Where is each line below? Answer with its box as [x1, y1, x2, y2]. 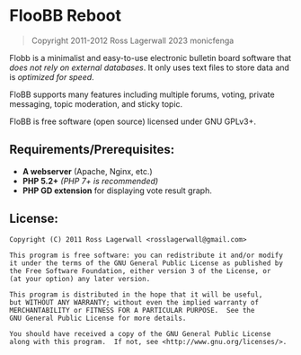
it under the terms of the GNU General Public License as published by [9, 258, 283, 268]
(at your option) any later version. [9, 274, 151, 283]
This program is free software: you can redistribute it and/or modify [9, 251, 283, 260]
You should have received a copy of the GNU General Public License [9, 329, 271, 338]
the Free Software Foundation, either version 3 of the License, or [9, 266, 271, 275]
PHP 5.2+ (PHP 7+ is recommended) [22, 175, 159, 186]
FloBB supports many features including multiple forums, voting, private [9, 89, 276, 100]
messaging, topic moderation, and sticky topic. [9, 98, 183, 109]
